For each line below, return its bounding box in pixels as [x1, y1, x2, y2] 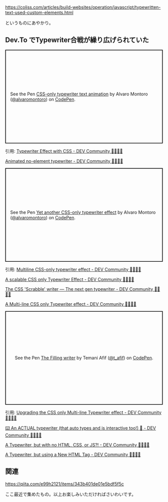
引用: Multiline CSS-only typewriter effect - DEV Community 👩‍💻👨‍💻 [5, 266, 141, 272]
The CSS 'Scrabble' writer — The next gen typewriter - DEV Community [5, 286, 153, 292]
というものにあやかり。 [5, 20, 53, 25]
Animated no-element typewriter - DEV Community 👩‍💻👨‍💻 [5, 158, 123, 164]
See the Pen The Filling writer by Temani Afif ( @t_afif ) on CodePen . [14, 355, 153, 361]
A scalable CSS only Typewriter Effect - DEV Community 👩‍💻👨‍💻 [5, 276, 134, 282]
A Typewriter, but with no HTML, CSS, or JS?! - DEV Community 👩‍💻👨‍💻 [5, 442, 150, 448]
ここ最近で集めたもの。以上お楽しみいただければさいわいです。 [5, 491, 136, 497]
